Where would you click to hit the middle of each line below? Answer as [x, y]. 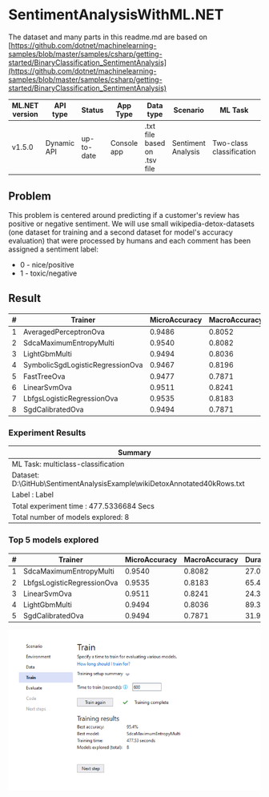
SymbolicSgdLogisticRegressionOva [83, 365]
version [25, 115]
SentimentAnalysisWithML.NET [116, 15]
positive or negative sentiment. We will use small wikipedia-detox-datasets [131, 223]
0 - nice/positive [47, 265]
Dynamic [60, 143]
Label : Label [33, 495]
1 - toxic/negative [48, 273]
